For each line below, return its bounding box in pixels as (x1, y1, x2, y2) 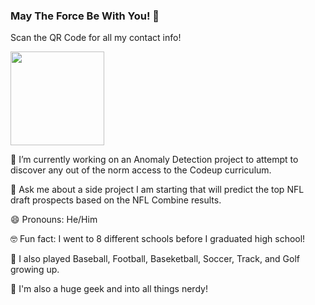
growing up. (10, 264, 60, 276)
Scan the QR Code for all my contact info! (10, 32, 182, 44)
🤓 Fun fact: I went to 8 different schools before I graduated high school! (10, 233, 306, 245)
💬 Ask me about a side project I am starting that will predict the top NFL (10, 184, 305, 196)
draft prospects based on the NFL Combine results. (10, 194, 222, 206)
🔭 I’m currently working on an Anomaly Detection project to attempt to (10, 154, 299, 166)
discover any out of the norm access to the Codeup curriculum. (10, 164, 272, 176)
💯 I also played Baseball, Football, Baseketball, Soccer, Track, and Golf (10, 253, 300, 265)
